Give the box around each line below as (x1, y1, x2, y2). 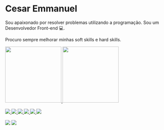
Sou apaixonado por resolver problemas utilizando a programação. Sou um (5, 19, 160, 25)
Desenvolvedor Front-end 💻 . (5, 25, 65, 31)
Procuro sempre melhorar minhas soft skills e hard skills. (5, 36, 121, 42)
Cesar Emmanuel (5, 3, 77, 14)
